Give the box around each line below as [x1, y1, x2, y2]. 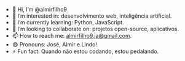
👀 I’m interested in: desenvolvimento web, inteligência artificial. [12, 12, 172, 20]
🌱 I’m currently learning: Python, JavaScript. [12, 19, 124, 26]
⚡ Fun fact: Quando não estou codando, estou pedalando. [12, 48, 159, 55]
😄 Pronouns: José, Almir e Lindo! [12, 41, 97, 48]
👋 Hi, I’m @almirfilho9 [12, 6, 68, 13]
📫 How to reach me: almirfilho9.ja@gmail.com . [12, 32, 132, 39]
